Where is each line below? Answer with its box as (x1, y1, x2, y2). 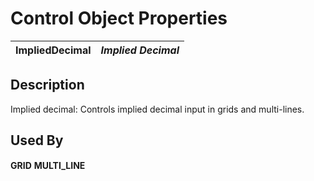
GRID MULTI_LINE (10, 159, 86, 171)
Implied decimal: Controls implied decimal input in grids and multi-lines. (10, 103, 305, 115)
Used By (10, 132, 64, 149)
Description (10, 77, 85, 94)
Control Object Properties (10, 7, 228, 30)
